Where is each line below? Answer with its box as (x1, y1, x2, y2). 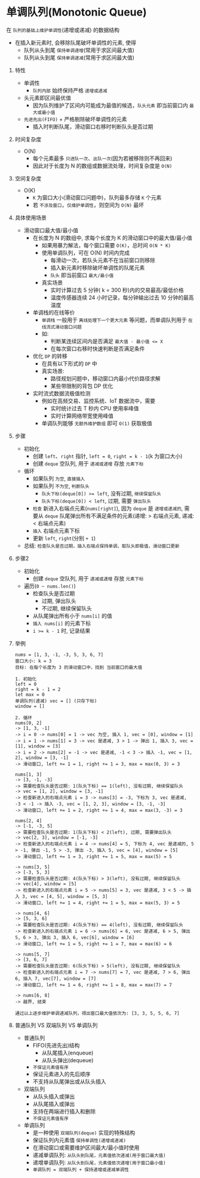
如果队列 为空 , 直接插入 (32, 475, 85, 482)
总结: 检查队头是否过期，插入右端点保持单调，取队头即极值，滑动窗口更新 (23, 542, 180, 549)
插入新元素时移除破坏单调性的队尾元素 (50, 264, 145, 271)
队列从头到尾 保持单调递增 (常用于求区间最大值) (23, 46, 135, 54)
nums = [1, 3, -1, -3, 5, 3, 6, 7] (14, 651, 104, 657)
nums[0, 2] (14, 720, 42, 726)
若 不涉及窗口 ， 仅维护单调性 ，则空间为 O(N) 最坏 (32, 201, 144, 208)
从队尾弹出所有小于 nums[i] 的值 (32, 612, 112, 619)
